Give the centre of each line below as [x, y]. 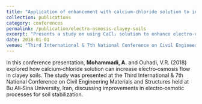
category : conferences [35, 23]
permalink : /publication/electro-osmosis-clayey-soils [76, 29]
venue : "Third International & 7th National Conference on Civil [90, 46]
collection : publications [38, 17]
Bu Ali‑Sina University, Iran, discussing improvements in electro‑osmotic [95, 88]
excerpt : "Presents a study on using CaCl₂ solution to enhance [88, 34]
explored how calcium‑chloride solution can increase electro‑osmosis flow [98, 69]
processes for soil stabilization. [45, 94]
